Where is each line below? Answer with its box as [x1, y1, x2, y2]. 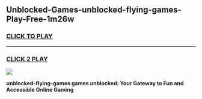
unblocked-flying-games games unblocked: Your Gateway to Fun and [6, 79, 184, 86]
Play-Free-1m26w [6, 14, 75, 25]
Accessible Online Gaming [6, 86, 74, 93]
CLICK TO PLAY [6, 32, 53, 41]
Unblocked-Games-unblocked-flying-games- [6, 5, 182, 15]
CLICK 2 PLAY [6, 55, 48, 63]
